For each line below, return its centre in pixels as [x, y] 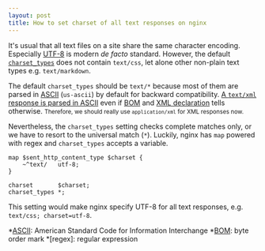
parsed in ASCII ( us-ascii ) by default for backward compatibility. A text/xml [132, 94]
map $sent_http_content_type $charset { [76, 157]
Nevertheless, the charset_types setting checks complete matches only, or [130, 126]
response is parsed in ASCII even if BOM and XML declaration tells [117, 103]
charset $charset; [49, 185]
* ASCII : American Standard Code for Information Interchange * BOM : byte [129, 230]
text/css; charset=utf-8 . [50, 215]
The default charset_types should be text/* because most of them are [123, 86]
